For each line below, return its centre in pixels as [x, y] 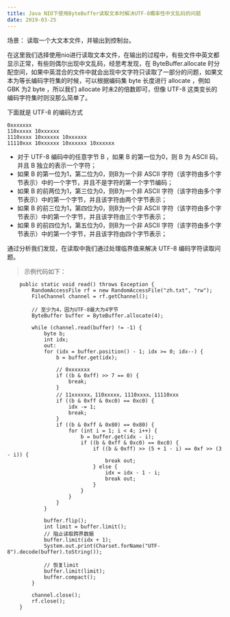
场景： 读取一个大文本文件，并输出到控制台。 [71, 40]
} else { [105, 466]
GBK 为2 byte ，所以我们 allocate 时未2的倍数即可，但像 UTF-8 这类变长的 [112, 89]
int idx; [56, 340]
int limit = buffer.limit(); [85, 527]
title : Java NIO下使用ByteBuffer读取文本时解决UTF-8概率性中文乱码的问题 [104, 13]
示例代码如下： [45, 271]
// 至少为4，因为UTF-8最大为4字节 [75, 310]
